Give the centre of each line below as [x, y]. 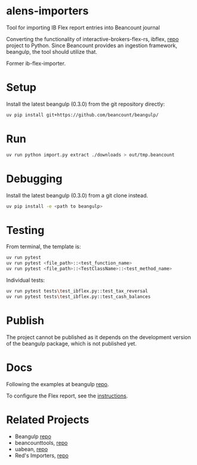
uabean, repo [31, 449]
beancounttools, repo [41, 442]
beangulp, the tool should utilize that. [52, 51]
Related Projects [48, 420]
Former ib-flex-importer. [36, 63]
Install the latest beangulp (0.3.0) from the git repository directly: [86, 104]
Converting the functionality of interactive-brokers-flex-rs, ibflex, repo [93, 39]
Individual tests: [26, 280]
